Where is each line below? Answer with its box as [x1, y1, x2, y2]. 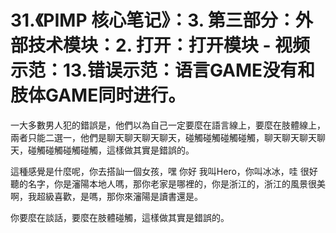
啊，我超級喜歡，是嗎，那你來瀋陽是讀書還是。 [10, 190, 203, 202]
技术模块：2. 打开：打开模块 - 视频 [28, 34, 311, 57]
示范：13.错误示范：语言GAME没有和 [10, 59, 316, 82]
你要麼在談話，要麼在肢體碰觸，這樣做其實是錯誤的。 [10, 211, 230, 223]
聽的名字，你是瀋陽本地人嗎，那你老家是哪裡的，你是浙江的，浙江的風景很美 [10, 177, 326, 190]
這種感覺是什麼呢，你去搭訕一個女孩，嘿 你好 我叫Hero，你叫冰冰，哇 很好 [10, 165, 318, 177]
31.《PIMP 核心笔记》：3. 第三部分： [10, 9, 296, 32]
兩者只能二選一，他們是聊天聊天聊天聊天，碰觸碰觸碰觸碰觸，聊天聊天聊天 [10, 131, 317, 143]
